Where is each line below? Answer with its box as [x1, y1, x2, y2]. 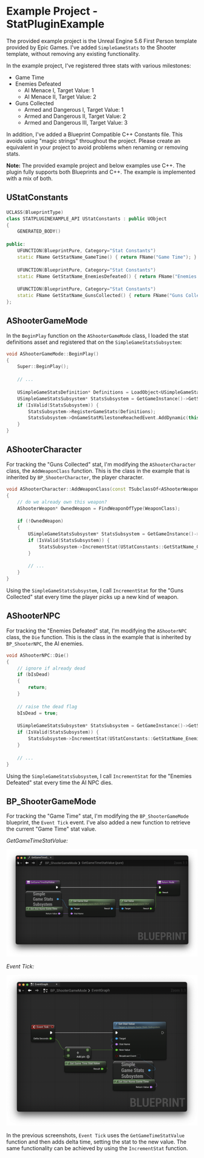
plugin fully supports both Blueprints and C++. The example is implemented [6, 168, 196, 176]
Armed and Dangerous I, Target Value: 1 [24, 106, 124, 113]
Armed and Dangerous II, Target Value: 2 [24, 112, 126, 120]
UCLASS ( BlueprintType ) [6, 209, 64, 215]
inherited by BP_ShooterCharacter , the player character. [6, 473, 144, 481]
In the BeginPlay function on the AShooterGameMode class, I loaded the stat [6, 332, 189, 339]
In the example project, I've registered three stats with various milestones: [6, 62, 191, 69]
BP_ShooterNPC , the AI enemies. [6, 640, 84, 647]
